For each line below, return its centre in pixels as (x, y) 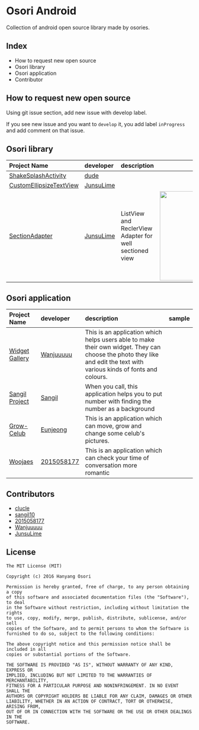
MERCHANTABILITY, (28, 680)
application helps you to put (123, 394)
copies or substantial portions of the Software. (69, 654)
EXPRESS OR (20, 670)
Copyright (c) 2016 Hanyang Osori (49, 576)
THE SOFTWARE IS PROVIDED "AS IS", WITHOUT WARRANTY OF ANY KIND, (90, 665)
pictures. (97, 441)
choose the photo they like (122, 355)
